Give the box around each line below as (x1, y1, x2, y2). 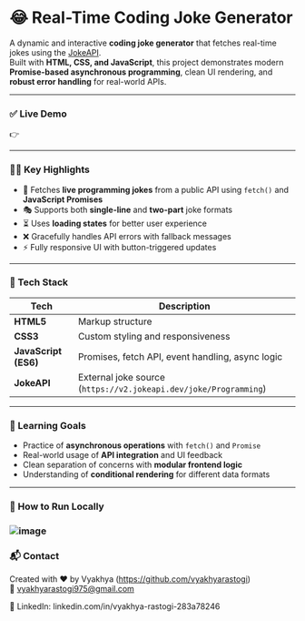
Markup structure (77, 315, 152, 328)
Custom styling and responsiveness (77, 330, 231, 342)
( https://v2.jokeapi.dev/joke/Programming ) (77, 382, 267, 394)
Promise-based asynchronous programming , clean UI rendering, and (9, 66, 273, 77)
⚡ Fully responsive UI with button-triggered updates (22, 241, 217, 252)
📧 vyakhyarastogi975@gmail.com (9, 584, 134, 595)
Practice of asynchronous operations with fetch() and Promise (22, 440, 261, 451)
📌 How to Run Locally (9, 500, 104, 513)
